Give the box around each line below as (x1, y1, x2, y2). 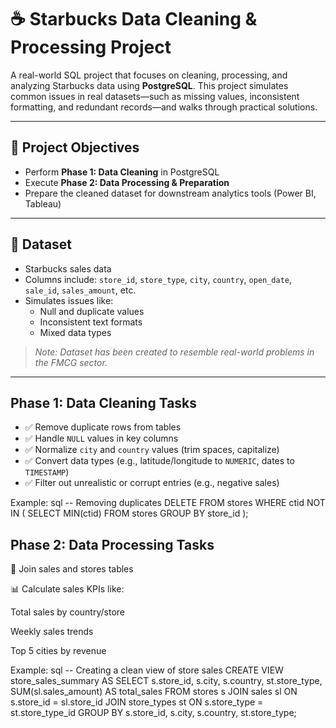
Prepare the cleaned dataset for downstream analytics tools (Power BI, (24, 187, 317, 199)
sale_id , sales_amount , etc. (24, 284, 137, 296)
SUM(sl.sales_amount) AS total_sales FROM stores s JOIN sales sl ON (10, 686, 298, 698)
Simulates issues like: (24, 294, 114, 306)
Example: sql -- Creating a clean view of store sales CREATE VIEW (10, 664, 284, 676)
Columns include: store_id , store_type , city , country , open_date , (24, 273, 293, 285)
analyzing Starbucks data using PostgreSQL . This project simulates (10, 79, 289, 91)
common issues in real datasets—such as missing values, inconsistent (10, 90, 300, 102)
